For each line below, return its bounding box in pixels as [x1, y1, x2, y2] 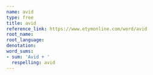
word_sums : [6, 48, 34, 54]
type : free [6, 15, 34, 21]
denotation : [6, 43, 36, 49]
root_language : [6, 37, 45, 43]
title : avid [6, 20, 36, 26]
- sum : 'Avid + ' [6, 54, 50, 60]
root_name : [6, 31, 34, 37]
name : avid [6, 8, 34, 15]
